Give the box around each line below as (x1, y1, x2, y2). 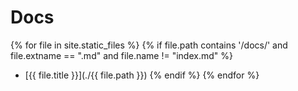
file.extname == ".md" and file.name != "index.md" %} (10, 49, 233, 61)
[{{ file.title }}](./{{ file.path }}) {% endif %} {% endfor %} (24, 69, 260, 81)
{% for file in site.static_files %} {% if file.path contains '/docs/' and (10, 39, 288, 51)
